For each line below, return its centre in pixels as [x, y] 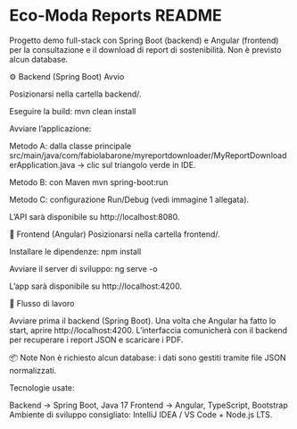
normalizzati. [33, 370]
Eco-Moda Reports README [116, 16]
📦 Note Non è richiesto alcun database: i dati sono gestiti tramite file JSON [148, 357]
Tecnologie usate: [42, 387]
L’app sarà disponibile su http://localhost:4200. [96, 286]
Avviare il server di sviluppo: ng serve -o [83, 268]
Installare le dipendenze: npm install [75, 251]
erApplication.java [42, 164]
